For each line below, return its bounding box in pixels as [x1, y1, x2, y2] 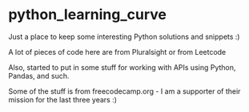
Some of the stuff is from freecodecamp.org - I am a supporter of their [8, 86, 241, 96]
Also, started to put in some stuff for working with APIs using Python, [8, 62, 236, 72]
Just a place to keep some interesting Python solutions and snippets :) [8, 32, 240, 41]
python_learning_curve [8, 6, 167, 24]
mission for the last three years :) [8, 95, 118, 104]
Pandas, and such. [8, 71, 70, 80]
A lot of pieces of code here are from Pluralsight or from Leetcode [8, 47, 227, 56]
